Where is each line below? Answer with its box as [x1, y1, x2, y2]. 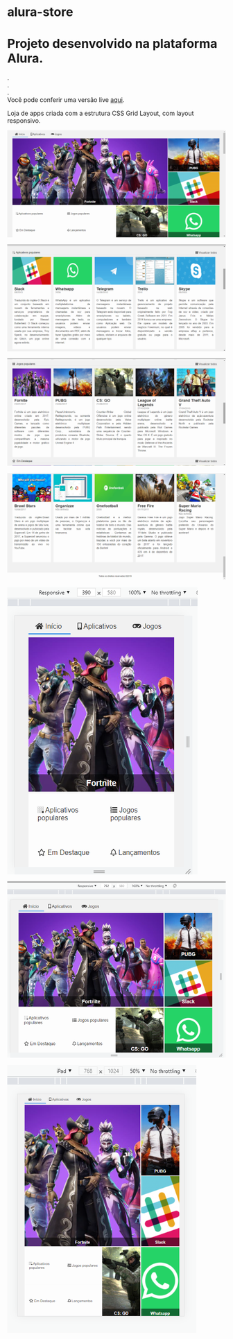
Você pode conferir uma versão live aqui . [7, 96, 125, 104]
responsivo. [7, 116, 41, 125]
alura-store [7, 4, 74, 20]
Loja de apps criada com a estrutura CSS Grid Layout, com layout [7, 109, 194, 118]
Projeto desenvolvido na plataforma [7, 36, 218, 52]
